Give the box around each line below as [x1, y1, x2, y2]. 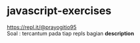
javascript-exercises [7, 4, 112, 18]
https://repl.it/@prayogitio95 [7, 24, 77, 31]
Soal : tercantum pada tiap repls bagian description [7, 29, 134, 37]
